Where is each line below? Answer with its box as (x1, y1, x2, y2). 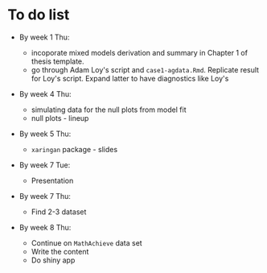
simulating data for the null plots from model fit (31, 105, 187, 114)
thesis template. (31, 56, 85, 66)
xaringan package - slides (31, 144, 118, 154)
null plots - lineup (31, 113, 89, 122)
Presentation (31, 176, 74, 185)
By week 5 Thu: (18, 129, 72, 139)
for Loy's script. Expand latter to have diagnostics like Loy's (31, 73, 229, 83)
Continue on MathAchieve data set (31, 238, 142, 247)
